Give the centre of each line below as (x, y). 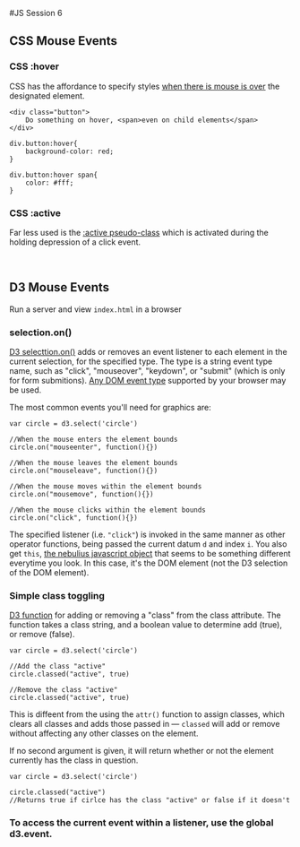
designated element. (47, 95)
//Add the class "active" (57, 667)
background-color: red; (70, 151)
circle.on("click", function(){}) (74, 518)
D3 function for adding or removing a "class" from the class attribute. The (145, 615)
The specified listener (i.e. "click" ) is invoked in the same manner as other (147, 535)
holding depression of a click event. (75, 242)
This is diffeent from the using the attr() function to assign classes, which (147, 714)
